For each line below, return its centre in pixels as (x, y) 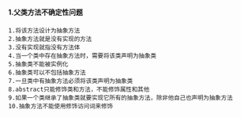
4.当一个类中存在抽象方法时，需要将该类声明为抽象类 (82, 56)
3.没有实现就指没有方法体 (44, 47)
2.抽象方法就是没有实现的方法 (50, 40)
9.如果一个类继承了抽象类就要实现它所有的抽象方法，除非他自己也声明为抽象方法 (120, 98)
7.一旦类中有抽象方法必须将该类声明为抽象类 (71, 81)
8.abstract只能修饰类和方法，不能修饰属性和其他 (79, 90)
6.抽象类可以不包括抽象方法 (47, 73)
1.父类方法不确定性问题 (45, 12)
